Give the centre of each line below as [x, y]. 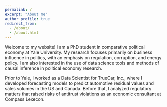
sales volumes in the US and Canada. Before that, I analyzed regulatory [78, 88]
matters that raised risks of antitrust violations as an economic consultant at [83, 94]
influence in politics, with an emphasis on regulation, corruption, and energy [83, 57]
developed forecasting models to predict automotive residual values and [79, 83]
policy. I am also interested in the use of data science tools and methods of [82, 63]
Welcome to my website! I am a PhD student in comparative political [75, 47]
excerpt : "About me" [27, 14]
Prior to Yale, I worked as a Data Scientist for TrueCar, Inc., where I [74, 78]
